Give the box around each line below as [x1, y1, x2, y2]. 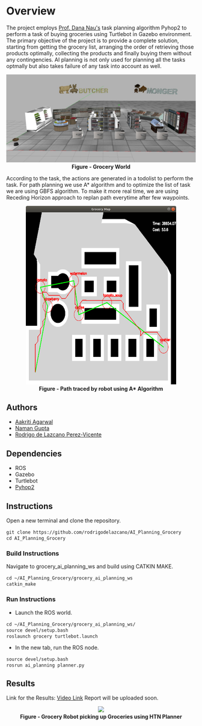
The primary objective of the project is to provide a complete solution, [6, 37, 179, 44]
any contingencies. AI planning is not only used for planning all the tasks [6, 56, 186, 63]
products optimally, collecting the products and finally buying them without [6, 49, 192, 56]
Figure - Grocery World [71, 163, 131, 171]
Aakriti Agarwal [14, 418, 53, 426]
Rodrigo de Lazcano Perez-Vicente [14, 431, 102, 438]
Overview [6, 4, 56, 18]
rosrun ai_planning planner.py [6, 662, 85, 668]
